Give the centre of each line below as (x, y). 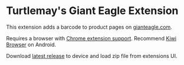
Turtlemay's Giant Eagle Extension (92, 11)
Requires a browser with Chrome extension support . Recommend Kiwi (91, 38)
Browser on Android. (31, 45)
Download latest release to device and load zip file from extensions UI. (92, 56)
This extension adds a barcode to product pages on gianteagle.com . (89, 27)
